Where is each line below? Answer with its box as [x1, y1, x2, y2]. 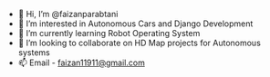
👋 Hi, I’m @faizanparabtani [17, 9, 119, 19]
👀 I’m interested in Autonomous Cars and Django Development [17, 18, 254, 29]
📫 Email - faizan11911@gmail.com [17, 57, 146, 68]
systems [17, 47, 50, 58]
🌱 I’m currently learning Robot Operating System [17, 28, 201, 38]
